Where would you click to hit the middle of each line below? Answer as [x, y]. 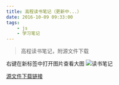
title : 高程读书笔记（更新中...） [44, 12]
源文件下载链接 [24, 76]
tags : [13, 22]
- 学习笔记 [29, 34]
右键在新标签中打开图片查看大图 [45, 64]
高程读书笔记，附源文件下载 [55, 51]
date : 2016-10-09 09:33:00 [40, 17]
